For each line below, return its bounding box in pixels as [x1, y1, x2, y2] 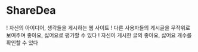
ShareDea [6, 4, 56, 17]
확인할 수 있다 [6, 39, 39, 46]
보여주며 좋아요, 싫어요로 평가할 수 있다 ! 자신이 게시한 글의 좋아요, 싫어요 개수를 [6, 31, 192, 39]
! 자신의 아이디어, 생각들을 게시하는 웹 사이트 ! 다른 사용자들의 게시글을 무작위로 [6, 24, 191, 31]
